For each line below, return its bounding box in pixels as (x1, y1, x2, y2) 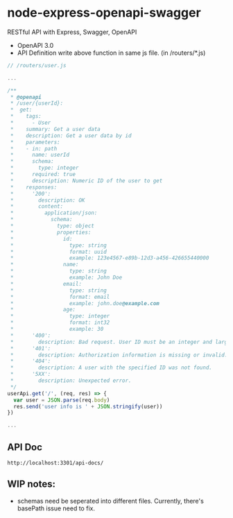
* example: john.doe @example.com (10, 300, 159, 307)
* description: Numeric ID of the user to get (10, 177, 163, 184)
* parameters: (10, 139, 60, 146)
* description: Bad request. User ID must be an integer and (10, 338, 213, 345)
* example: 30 (10, 326, 104, 333)
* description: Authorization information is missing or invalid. (10, 352, 228, 359)
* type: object (10, 223, 95, 230)
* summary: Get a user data (10, 126, 101, 132)
